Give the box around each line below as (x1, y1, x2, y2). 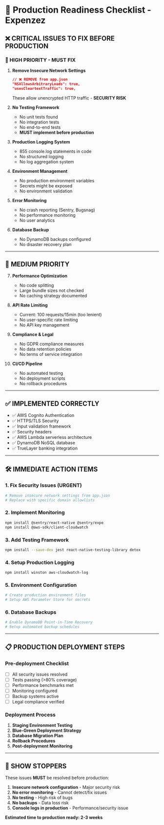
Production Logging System (12, 139, 70, 144)
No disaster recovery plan (19, 241, 72, 247)
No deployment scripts (19, 375, 65, 381)
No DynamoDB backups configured (19, 236, 91, 242)
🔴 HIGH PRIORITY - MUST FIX (5, 56, 76, 63)
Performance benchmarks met (12, 682, 74, 688)
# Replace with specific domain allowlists (5, 497, 95, 502)
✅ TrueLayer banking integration (12, 445, 78, 451)
